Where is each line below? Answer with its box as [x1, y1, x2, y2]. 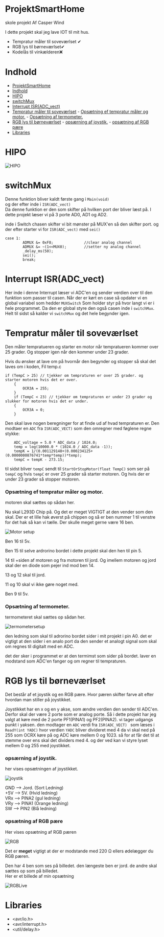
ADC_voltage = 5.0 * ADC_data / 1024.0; [14, 440, 97, 445]
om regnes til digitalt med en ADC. [5, 643, 74, 649]
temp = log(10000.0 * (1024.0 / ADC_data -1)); [14, 444, 113, 449]
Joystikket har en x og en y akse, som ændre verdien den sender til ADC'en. [5, 706, 159, 712]
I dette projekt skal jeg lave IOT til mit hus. [5, 29, 90, 35]
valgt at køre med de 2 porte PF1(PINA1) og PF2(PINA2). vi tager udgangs [5, 717, 153, 723]
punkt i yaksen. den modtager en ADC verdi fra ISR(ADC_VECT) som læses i [5, 722, 155, 728]
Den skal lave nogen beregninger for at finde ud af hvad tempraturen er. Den [5, 420, 160, 426]
